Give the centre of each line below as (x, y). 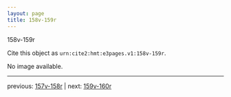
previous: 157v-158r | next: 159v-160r (59, 86)
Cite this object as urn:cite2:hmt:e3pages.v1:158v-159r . (87, 53)
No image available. (35, 66)
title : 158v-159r (32, 20)
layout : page (26, 13)
